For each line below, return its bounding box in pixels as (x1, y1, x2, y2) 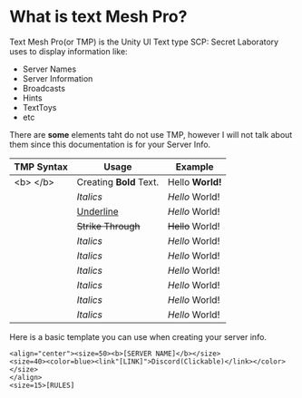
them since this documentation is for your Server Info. (9, 139, 211, 150)
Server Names (22, 63, 77, 74)
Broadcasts (22, 83, 66, 93)
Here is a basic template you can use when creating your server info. (9, 331, 268, 342)
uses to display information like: (9, 45, 129, 56)
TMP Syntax (14, 160, 68, 173)
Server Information (22, 73, 93, 83)
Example (175, 160, 215, 173)
